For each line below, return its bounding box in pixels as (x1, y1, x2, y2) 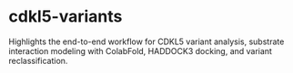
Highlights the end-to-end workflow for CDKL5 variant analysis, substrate (8, 36, 285, 47)
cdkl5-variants (8, 6, 123, 27)
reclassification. (8, 55, 68, 66)
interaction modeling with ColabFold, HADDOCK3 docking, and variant (8, 45, 272, 56)
